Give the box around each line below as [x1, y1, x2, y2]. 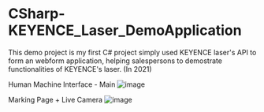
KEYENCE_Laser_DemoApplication [8, 21, 242, 39]
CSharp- [8, 5, 65, 23]
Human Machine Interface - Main [8, 80, 116, 89]
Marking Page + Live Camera [8, 95, 103, 104]
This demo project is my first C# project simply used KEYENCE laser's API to [8, 47, 257, 57]
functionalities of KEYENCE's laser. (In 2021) [8, 64, 152, 73]
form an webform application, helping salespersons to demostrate [8, 56, 223, 65]
